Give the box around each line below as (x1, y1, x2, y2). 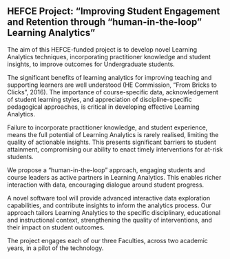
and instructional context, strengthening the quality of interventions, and (7, 216, 212, 224)
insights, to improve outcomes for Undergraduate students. (7, 60, 176, 68)
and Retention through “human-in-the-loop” (7, 17, 202, 28)
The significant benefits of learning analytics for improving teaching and (7, 73, 212, 81)
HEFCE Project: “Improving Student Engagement (7, 6, 220, 17)
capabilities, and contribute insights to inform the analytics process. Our (7, 201, 212, 209)
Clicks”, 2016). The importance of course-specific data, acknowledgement (7, 87, 218, 96)
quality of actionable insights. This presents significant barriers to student (7, 138, 217, 146)
